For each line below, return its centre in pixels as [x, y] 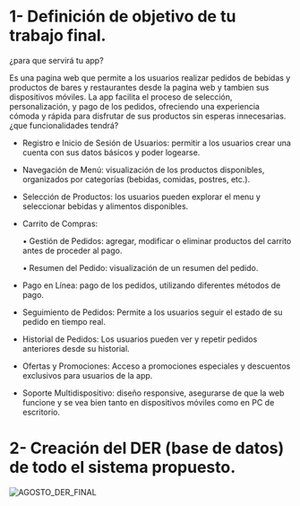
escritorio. [41, 412]
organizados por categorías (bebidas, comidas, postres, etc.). [136, 179]
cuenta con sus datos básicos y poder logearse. [111, 152]
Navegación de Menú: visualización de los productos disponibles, [143, 170]
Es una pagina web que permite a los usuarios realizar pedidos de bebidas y [150, 77]
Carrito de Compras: [60, 223]
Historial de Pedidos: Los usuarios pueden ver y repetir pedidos [140, 339]
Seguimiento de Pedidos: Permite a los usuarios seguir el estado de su [152, 312]
